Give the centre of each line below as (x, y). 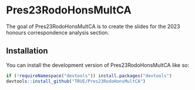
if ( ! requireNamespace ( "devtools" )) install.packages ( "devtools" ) (89, 76)
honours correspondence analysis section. (58, 32)
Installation (27, 51)
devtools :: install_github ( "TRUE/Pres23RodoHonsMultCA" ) (76, 81)
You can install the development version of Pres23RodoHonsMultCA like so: (98, 65)
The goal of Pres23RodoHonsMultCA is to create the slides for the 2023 (93, 26)
